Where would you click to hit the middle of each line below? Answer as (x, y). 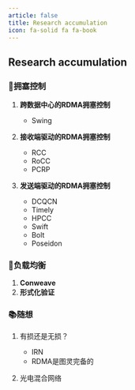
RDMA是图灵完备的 (63, 361)
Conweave (38, 283)
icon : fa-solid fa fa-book (52, 30)
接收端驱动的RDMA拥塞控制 (65, 137)
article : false (33, 15)
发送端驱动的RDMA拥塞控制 (65, 186)
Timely (42, 210)
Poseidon (47, 244)
